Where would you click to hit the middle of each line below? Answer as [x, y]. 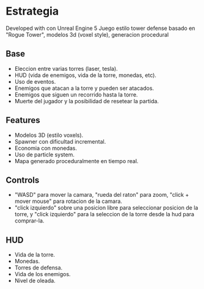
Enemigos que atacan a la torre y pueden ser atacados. [84, 88]
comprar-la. [29, 221]
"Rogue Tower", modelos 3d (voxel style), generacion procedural [87, 34]
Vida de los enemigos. [42, 274]
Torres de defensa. [38, 268]
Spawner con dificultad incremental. [60, 141]
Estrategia [32, 11]
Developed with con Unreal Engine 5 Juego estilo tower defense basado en [100, 28]
